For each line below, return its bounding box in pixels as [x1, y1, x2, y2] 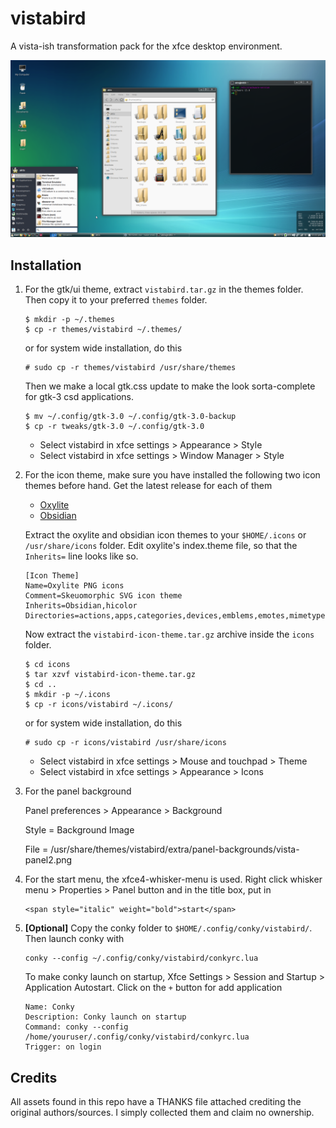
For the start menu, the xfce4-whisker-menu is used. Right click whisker [24, 873, 323, 886]
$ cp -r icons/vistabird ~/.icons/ [24, 700, 174, 710]
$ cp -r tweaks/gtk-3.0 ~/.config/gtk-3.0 [24, 422, 205, 432]
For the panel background [24, 785, 132, 797]
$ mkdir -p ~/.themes [24, 315, 115, 325]
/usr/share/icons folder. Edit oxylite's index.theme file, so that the [24, 540, 298, 552]
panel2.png [24, 854, 73, 866]
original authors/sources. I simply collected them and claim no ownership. [10, 1107, 315, 1119]
